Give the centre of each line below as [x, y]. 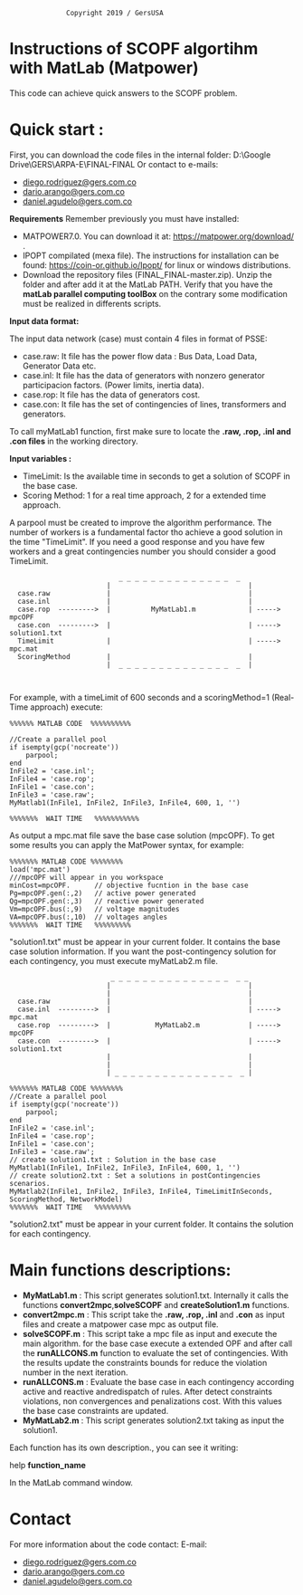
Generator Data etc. [59, 366]
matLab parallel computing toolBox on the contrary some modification [155, 293]
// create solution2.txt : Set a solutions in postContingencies [135, 1175]
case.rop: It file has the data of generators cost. [111, 395]
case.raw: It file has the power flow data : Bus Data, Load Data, [140, 356]
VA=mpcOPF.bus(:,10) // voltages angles [89, 917]
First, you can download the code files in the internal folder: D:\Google [140, 155]
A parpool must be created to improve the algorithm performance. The [141, 522]
